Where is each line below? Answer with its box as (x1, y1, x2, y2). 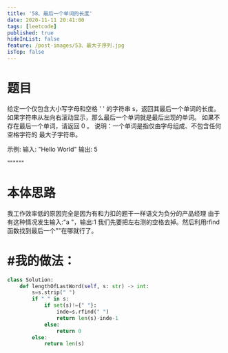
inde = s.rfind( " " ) (56, 308, 110, 316)
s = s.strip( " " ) (32, 289, 76, 296)
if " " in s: (32, 296, 70, 303)
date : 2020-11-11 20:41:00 (7, 17, 85, 23)
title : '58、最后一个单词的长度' (7, 10, 93, 17)
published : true (7, 29, 54, 37)
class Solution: (7, 276, 54, 283)
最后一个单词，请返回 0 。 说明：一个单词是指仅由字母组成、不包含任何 (19, 121, 222, 130)
